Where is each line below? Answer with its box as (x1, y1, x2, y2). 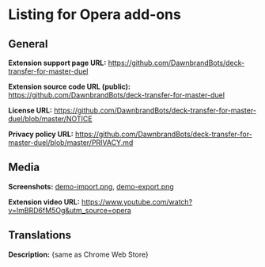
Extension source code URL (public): (8, 82, 131, 91)
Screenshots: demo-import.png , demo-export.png (8, 181, 174, 191)
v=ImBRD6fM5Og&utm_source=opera (8, 205, 132, 215)
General (8, 37, 49, 51)
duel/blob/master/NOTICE (8, 114, 93, 124)
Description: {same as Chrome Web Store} (8, 250, 149, 259)
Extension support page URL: (8, 58, 107, 67)
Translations (8, 228, 72, 242)
